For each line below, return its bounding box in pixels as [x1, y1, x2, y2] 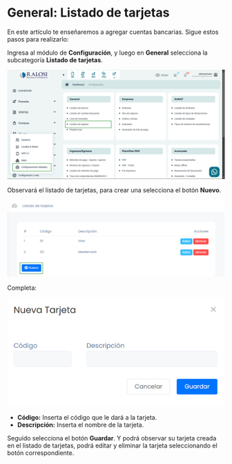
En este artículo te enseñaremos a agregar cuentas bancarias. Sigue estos [7, 28, 219, 36]
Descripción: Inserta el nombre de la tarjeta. [17, 420, 144, 429]
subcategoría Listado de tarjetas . [7, 55, 104, 64]
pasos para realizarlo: [7, 35, 69, 43]
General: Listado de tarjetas [7, 5, 170, 21]
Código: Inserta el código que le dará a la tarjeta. [17, 414, 157, 422]
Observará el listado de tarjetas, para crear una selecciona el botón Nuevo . [7, 185, 222, 194]
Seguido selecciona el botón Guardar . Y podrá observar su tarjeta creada [7, 434, 217, 443]
